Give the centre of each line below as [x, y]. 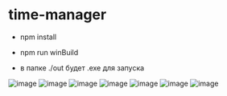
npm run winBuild [49, 52]
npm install [38, 37]
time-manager [58, 15]
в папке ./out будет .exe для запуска [82, 68]
